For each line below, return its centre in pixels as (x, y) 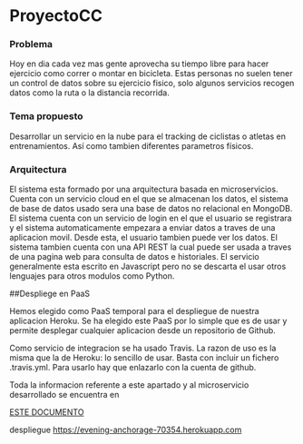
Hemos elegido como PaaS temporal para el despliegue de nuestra (135, 311)
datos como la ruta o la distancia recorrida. (89, 93)
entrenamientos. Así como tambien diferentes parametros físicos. (132, 145)
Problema (31, 44)
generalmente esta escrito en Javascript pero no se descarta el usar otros (148, 266)
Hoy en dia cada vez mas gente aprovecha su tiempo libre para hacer (139, 64)
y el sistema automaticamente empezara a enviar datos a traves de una (142, 228)
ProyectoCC (56, 16)
